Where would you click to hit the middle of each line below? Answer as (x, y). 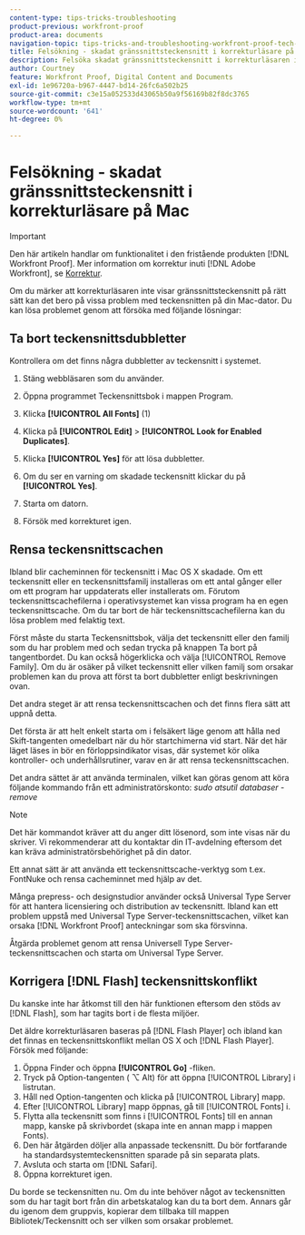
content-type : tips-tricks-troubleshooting (93, 18)
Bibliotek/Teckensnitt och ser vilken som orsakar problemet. (122, 1220)
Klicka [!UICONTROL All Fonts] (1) (87, 413)
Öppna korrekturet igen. (67, 1174)
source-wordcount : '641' (56, 111)
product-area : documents (56, 35)
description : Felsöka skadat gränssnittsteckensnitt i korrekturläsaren (150, 60)
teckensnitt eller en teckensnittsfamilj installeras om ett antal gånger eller (146, 581)
